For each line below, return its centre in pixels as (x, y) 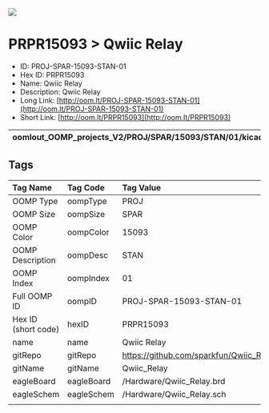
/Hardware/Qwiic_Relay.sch (174, 394)
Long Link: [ (40, 100)
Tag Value (142, 187)
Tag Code (86, 187)
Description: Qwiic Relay (60, 91)
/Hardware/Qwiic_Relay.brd (174, 381)
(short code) (36, 329)
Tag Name (32, 187)
